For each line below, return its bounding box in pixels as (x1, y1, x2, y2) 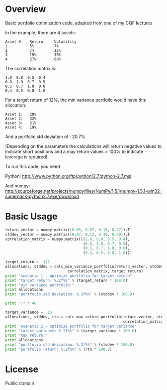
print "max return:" (5, 333, 48, 338)
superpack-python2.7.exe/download (5, 193, 80, 199)
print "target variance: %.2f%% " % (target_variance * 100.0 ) (5, 328, 137, 333)
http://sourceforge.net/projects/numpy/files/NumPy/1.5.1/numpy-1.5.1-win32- (5, 188, 162, 194)
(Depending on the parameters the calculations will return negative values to (5, 143, 162, 149)
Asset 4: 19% (5, 125, 37, 130)
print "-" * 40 (5, 301, 37, 306)
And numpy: (5, 183, 30, 189)
